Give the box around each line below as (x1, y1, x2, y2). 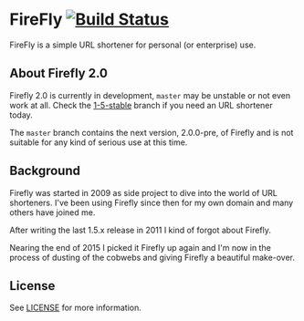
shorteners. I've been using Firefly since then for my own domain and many (9, 197, 294, 208)
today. (9, 109, 34, 120)
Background (9, 163, 80, 179)
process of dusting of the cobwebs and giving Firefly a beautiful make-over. (9, 252, 295, 263)
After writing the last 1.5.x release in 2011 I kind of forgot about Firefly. (9, 224, 272, 235)
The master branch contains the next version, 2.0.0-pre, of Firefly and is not (9, 127, 294, 138)
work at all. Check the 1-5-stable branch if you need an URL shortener (9, 99, 274, 110)
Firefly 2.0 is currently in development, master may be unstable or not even (9, 89, 291, 100)
